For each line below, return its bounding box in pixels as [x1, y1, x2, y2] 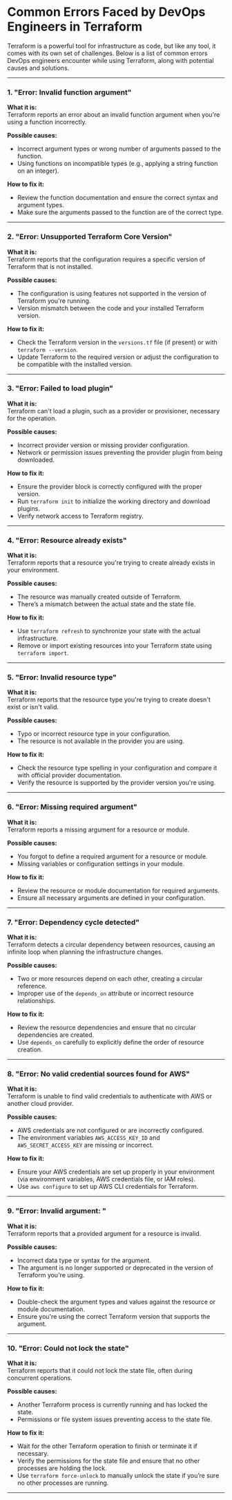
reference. [17, 982, 47, 991]
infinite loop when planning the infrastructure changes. [7, 948, 164, 956]
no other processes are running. [17, 1479, 109, 1487]
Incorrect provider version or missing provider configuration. [17, 440, 190, 449]
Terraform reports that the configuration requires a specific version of [7, 255, 206, 263]
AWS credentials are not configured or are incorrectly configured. [17, 1126, 204, 1134]
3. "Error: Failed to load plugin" [7, 384, 114, 393]
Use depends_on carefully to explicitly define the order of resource [17, 1038, 204, 1047]
